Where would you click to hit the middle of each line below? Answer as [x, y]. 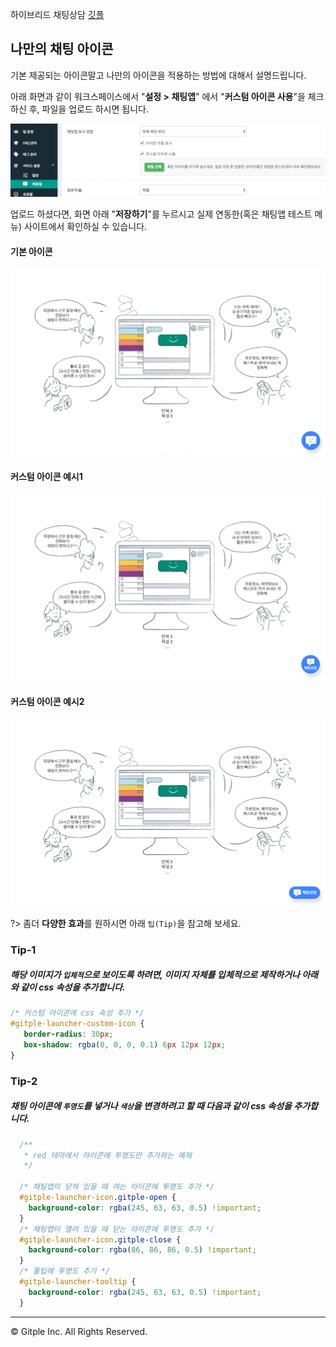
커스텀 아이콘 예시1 [46, 476]
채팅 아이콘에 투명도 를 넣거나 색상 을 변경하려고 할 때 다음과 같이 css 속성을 [151, 1106]
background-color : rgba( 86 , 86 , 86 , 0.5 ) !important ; [142, 1250]
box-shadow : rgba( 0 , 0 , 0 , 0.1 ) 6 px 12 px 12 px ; [124, 1045]
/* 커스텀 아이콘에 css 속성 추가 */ [77, 1013]
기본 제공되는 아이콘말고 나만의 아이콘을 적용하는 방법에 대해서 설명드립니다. [158, 75]
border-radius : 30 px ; [68, 1034]
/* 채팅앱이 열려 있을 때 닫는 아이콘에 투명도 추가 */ [117, 1229]
